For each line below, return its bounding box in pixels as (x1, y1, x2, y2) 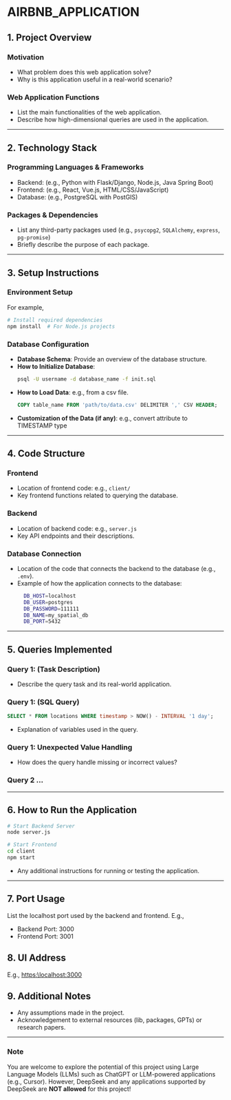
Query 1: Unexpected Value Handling (7, 743, 133, 752)
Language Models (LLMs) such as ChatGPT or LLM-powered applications (7, 1070, 216, 1078)
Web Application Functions (7, 92, 100, 102)
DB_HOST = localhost (23, 592, 76, 599)
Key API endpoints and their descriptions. (16, 532, 135, 540)
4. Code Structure (7, 448, 85, 459)
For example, (7, 303, 45, 311)
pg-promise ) (16, 233, 51, 241)
